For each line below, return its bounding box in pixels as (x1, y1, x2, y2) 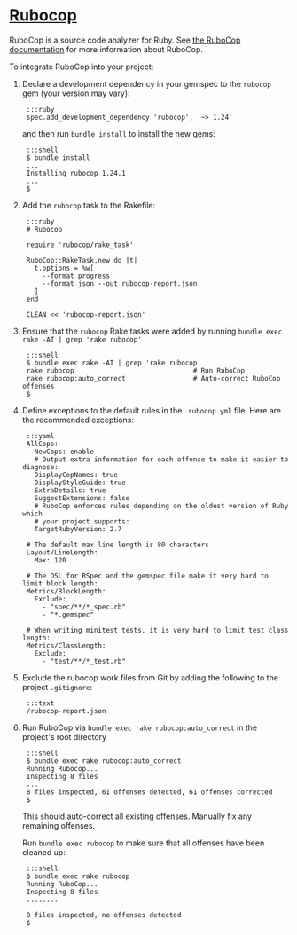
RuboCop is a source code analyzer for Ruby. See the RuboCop (9, 35, 241, 45)
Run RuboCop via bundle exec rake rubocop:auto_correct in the (21, 722, 258, 733)
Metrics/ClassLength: (26, 640, 106, 650)
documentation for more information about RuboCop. (9, 43, 204, 54)
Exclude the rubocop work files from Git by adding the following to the (21, 672, 279, 683)
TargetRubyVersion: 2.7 (34, 524, 122, 533)
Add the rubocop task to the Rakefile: (21, 200, 156, 210)
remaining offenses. (21, 820, 96, 830)
